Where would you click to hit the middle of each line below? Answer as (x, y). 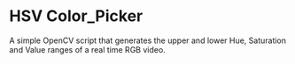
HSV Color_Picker (76, 16)
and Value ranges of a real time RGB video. (87, 49)
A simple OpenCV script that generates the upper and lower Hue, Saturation (147, 40)
